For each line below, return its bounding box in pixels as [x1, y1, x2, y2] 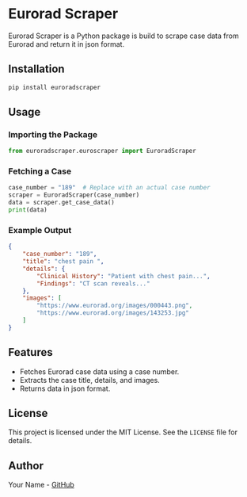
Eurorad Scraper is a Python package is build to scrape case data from [8, 31, 239, 40]
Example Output [8, 224, 72, 235]
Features [8, 346, 53, 359]
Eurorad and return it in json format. [8, 39, 125, 48]
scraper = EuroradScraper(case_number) [8, 191, 140, 199]
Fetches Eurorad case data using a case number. [19, 366, 180, 377]
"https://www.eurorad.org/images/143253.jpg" [36, 309, 190, 317]
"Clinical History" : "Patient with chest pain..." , [36, 272, 211, 280]
